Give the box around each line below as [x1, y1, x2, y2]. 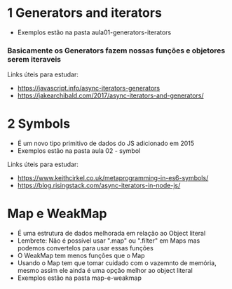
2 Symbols [7, 116, 71, 132]
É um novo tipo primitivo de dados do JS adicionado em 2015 [17, 139, 195, 148]
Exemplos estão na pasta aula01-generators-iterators [17, 28, 172, 36]
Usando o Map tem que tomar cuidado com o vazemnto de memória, [17, 259, 217, 267]
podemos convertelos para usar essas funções [17, 244, 154, 253]
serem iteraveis [7, 54, 62, 64]
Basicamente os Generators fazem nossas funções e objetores [7, 46, 226, 55]
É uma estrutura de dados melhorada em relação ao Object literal [17, 229, 206, 238]
